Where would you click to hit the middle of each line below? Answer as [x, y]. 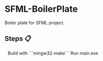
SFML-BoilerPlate [41, 9]
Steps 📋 [18, 39]
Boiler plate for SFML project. [35, 23]
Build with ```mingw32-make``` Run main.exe [53, 53]
